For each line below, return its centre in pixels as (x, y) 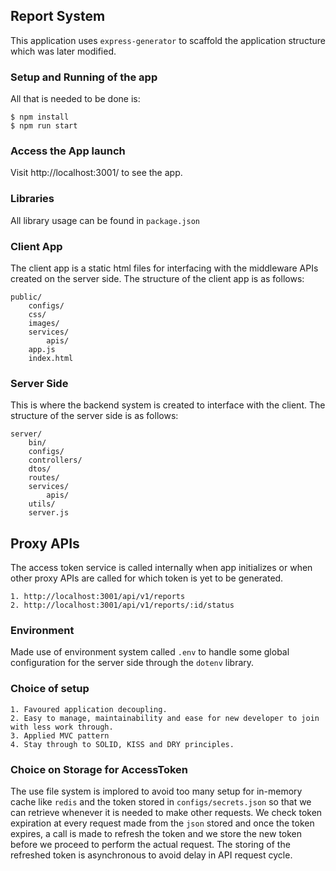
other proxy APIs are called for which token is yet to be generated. (147, 578)
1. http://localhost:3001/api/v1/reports (98, 597)
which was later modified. (63, 51)
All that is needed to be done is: (75, 99)
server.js (49, 513)
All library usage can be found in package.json (105, 220)
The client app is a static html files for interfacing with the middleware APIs (164, 268)
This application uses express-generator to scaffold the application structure (168, 40)
